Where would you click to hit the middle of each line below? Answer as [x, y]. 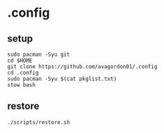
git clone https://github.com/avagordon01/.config [82, 67]
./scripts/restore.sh [39, 122]
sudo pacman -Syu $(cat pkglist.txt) [62, 79]
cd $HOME [20, 61]
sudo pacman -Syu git [39, 54]
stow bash [22, 85]
